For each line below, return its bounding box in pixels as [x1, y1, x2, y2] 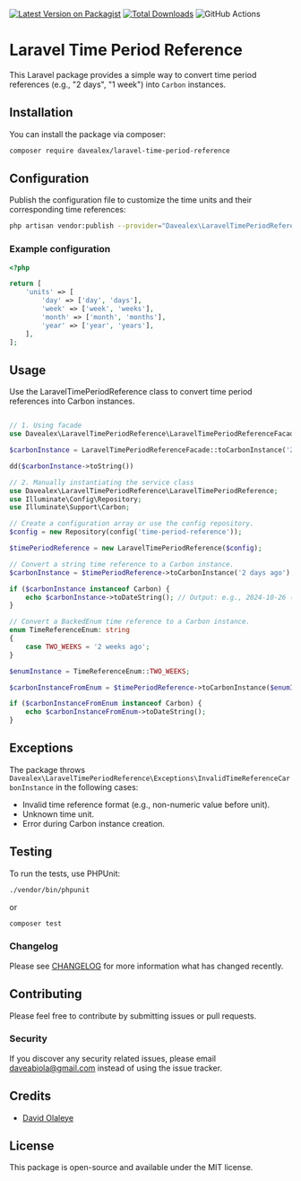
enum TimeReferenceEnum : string [9, 626, 130, 635]
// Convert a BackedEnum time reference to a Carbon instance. [9, 617, 251, 627]
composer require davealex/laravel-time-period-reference [9, 146, 230, 155]
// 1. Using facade [9, 421, 82, 430]
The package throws [9, 764, 86, 775]
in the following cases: [55, 781, 139, 793]
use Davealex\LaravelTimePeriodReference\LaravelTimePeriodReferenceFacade [9, 430, 298, 439]
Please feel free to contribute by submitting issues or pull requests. [9, 1010, 257, 1021]
